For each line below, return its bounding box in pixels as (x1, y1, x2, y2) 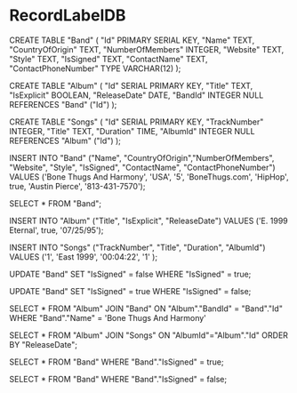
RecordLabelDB (9, 5, 126, 26)
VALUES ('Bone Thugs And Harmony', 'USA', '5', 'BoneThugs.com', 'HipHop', (9, 171, 289, 182)
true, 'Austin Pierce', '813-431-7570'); (9, 180, 146, 191)
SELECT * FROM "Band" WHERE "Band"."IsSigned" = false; (9, 373, 228, 384)
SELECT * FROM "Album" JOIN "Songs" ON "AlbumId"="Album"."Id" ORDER (9, 330, 289, 341)
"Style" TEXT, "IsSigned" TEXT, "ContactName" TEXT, (9, 53, 208, 64)
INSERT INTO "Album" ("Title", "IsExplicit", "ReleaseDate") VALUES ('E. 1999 (9, 215, 288, 226)
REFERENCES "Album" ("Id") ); (9, 135, 122, 146)
